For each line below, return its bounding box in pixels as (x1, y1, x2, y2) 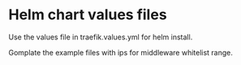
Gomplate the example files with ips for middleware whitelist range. (8, 47, 234, 57)
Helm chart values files (8, 6, 168, 24)
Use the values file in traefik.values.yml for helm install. (8, 32, 193, 42)
